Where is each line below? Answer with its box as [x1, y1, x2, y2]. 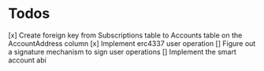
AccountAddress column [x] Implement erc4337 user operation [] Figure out [8, 38, 256, 48]
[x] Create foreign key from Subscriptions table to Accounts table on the [8, 30, 243, 40]
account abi [8, 55, 47, 65]
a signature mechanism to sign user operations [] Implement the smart [8, 47, 236, 56]
